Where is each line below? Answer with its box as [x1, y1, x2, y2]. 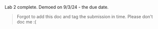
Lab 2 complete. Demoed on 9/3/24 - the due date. [4, 4, 109, 10]
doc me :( [16, 19, 37, 25]
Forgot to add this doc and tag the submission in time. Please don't [16, 14, 153, 19]
